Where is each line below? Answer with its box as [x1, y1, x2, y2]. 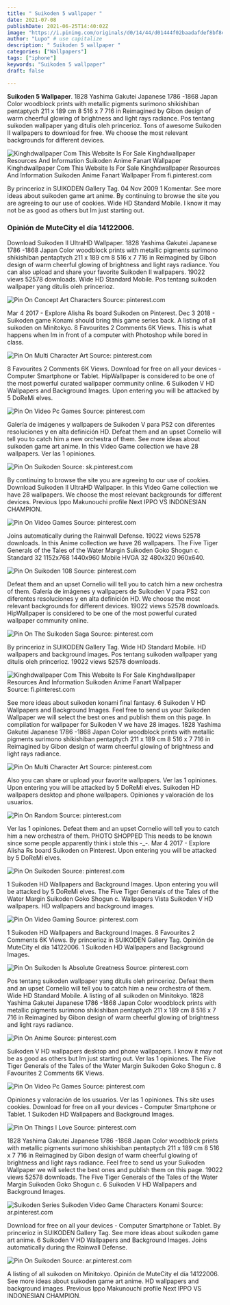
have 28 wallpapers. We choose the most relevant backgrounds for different [7, 490, 222, 499]
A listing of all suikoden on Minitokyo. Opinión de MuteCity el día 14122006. [7, 1269, 219, 1278]
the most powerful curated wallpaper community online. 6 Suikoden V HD [7, 379, 215, 387]
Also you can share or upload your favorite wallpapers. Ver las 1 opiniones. [7, 775, 218, 784]
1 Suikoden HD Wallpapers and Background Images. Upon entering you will [7, 880, 219, 888]
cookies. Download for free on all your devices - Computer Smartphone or [7, 1102, 217, 1110]
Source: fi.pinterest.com [7, 685, 75, 693]
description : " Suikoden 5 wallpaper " [7, 42, 121, 49]
